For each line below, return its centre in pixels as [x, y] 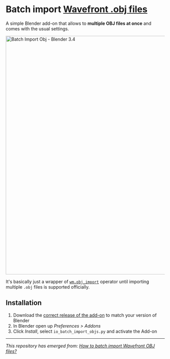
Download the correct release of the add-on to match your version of [85, 315]
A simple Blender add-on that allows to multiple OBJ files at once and [79, 23]
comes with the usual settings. [38, 28]
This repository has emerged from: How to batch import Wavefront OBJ [80, 346]
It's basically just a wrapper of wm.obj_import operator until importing [77, 282]
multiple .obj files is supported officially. [48, 287]
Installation [24, 303]
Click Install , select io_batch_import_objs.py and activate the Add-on [85, 331]
